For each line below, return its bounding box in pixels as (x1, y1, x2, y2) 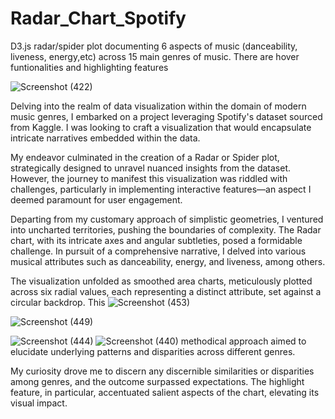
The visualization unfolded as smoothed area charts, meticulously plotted (10, 275, 313, 287)
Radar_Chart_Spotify (10, 7, 187, 30)
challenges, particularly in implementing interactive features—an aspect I (10, 183, 312, 195)
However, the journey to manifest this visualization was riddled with (10, 172, 288, 184)
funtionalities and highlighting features (10, 61, 169, 73)
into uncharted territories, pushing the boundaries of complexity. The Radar (10, 223, 322, 236)
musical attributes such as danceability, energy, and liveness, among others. (10, 255, 326, 267)
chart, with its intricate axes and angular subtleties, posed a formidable (10, 234, 303, 246)
